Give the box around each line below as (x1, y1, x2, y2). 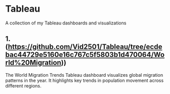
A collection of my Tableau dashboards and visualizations (5, 20, 127, 26)
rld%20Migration (5, 58, 61, 67)
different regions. (5, 82, 42, 89)
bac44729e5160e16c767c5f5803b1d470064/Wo (5, 50, 165, 59)
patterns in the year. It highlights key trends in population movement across (5, 77, 164, 83)
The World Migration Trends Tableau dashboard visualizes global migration (5, 72, 163, 78)
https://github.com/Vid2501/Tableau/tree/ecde (8, 43, 162, 51)
